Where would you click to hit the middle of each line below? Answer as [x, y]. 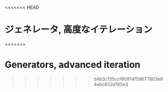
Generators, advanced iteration [73, 65]
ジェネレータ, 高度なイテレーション [79, 30]
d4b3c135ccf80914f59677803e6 [128, 79]
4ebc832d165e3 [111, 84]
